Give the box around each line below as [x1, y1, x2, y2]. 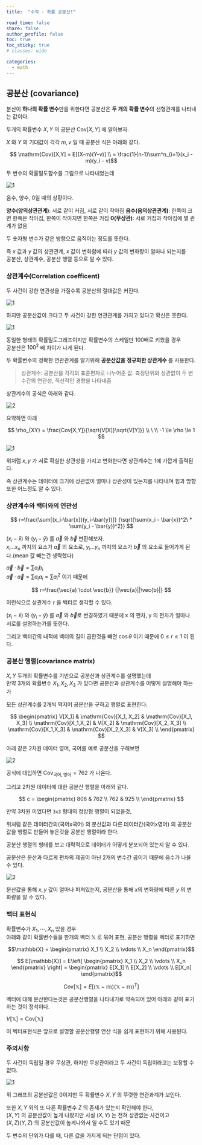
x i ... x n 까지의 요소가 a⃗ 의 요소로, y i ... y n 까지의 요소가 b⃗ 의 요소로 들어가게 [6, 543, 184, 552]
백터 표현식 [6, 910, 37, 919]
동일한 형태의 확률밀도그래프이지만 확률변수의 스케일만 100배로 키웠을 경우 [6, 336, 181, 343]
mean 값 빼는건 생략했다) [14, 552, 74, 559]
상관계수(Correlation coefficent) [6, 272, 100, 281]
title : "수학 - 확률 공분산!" [6, 8, 76, 15]
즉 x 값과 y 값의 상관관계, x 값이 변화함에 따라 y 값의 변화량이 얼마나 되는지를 [6, 248, 186, 255]
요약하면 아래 [6, 415, 37, 422]
